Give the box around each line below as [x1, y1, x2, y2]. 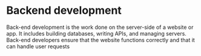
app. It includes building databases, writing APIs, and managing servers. [6, 30, 186, 37]
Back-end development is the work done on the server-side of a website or [6, 23, 194, 31]
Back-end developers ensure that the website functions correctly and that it [6, 36, 195, 43]
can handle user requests [6, 43, 70, 50]
